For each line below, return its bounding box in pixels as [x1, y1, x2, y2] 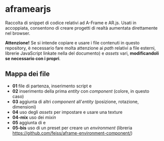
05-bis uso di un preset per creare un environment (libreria [12, 125, 132, 131]
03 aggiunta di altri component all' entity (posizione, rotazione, [12, 99, 139, 105]
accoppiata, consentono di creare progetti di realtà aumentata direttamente [5, 25, 158, 31]
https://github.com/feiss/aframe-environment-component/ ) [12, 130, 133, 136]
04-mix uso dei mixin [12, 114, 56, 120]
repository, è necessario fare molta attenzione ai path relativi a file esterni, [5, 45, 156, 51]
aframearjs [5, 3, 51, 15]
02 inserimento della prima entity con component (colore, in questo [12, 88, 149, 94]
